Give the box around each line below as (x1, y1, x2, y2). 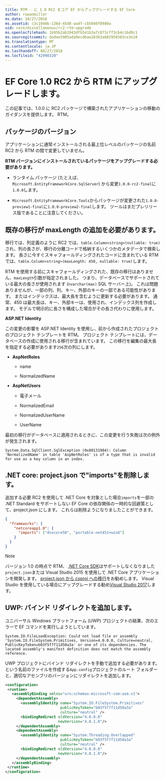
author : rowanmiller (5, 12, 48, 17)
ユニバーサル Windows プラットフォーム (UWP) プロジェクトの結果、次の (5, 617, 154, 624)
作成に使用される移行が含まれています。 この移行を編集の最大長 (26, 338, 157, 344)
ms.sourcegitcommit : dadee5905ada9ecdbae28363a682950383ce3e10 (5, 35, 138, 40)
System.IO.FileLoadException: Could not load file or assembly (5, 634, 138, 638)
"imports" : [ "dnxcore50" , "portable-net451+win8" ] (18, 531, 125, 535)
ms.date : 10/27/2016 (5, 16, 48, 21)
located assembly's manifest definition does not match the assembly (5, 646, 151, 651)
